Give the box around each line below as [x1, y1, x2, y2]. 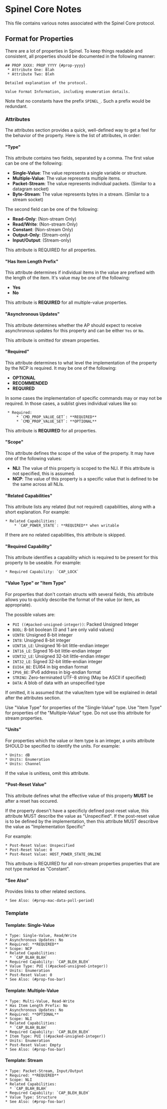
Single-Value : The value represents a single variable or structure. [12, 170, 147, 176]
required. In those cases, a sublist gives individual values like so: [5, 400, 138, 406]
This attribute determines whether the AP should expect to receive [5, 322, 142, 328]
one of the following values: [5, 455, 62, 461]
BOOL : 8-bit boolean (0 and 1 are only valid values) [12, 627, 115, 633]
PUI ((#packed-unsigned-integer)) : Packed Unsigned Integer [12, 621, 139, 627]
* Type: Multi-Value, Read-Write [5, 998, 75, 1004]
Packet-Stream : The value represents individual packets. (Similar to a [12, 181, 156, 187]
